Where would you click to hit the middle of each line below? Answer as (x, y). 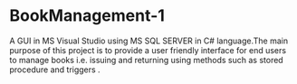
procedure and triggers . (55, 70)
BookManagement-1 (87, 16)
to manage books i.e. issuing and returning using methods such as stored (146, 60)
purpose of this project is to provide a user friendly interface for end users (148, 50)
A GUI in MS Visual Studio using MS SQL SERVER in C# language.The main (148, 41)
